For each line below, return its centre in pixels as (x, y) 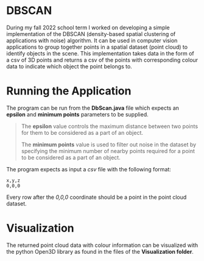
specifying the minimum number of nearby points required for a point (108, 151)
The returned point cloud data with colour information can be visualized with (102, 245)
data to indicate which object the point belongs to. (69, 66)
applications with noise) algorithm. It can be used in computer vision (92, 40)
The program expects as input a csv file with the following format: (89, 169)
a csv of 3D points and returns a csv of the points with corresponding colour (102, 60)
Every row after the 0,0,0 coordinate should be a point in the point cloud (97, 197)
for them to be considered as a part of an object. (82, 132)
